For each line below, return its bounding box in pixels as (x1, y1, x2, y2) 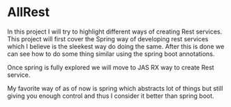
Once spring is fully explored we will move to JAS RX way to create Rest (7, 63, 214, 71)
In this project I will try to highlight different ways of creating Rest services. (7, 27, 223, 36)
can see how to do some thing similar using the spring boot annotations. (7, 50, 215, 58)
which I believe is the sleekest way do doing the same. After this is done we (7, 42, 225, 50)
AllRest (7, 4, 50, 20)
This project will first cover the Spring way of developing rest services (7, 34, 209, 43)
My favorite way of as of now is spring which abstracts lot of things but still (7, 84, 223, 92)
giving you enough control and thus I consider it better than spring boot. (7, 92, 214, 100)
